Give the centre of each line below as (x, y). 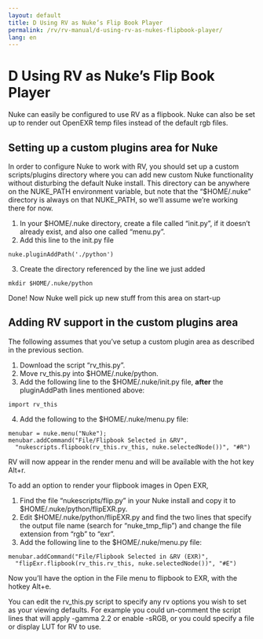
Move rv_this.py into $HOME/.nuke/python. (89, 373)
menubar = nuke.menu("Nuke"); (58, 433)
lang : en (22, 37)
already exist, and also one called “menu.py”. (92, 232)
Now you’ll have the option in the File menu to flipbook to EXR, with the (123, 578)
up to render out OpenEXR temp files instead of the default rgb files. (118, 123)
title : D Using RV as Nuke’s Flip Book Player (86, 23)
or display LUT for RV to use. (55, 626)
